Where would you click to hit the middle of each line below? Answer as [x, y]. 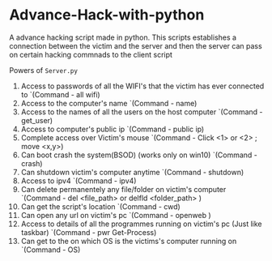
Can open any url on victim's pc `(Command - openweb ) [116, 215]
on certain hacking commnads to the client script [91, 54]
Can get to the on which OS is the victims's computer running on [129, 241]
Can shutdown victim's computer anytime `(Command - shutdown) [132, 172]
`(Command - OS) [51, 250]
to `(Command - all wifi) [60, 94]
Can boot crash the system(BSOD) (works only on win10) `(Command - [139, 155]
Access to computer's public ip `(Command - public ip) [113, 129]
